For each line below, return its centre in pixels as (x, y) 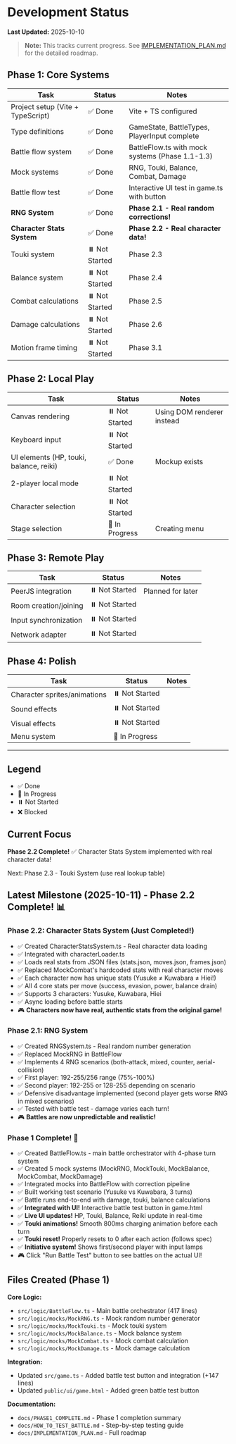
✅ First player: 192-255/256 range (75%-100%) (86, 1077)
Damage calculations (46, 325)
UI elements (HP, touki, (48, 457)
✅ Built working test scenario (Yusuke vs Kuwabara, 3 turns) (105, 1192)
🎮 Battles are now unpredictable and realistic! (86, 1116)
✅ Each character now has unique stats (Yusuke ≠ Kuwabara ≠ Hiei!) (117, 978)
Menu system (33, 737)
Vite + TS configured (163, 111)
